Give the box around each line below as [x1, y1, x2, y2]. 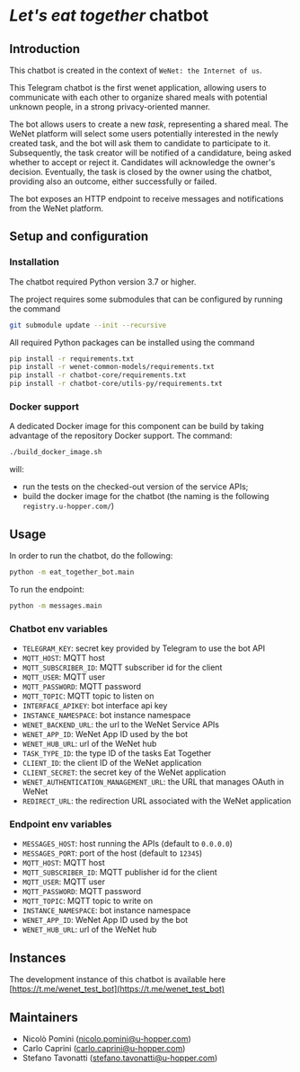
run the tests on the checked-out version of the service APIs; [22, 481, 249, 492]
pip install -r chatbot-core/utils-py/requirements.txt [9, 379, 223, 389]
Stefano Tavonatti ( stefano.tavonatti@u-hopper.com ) [22, 1052, 218, 1064]
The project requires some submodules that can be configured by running [9, 294, 283, 304]
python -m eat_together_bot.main [9, 567, 135, 577]
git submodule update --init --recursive [9, 321, 167, 330]
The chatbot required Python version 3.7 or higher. [9, 276, 197, 287]
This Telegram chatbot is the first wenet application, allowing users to [9, 83, 267, 92]
